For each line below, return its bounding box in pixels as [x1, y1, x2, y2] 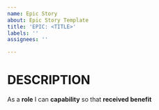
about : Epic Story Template [7, 17, 89, 24]
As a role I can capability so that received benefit [7, 95, 152, 104]
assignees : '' [7, 36, 49, 43]
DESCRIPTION [7, 72, 91, 88]
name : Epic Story [7, 10, 58, 17]
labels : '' [7, 29, 39, 37]
